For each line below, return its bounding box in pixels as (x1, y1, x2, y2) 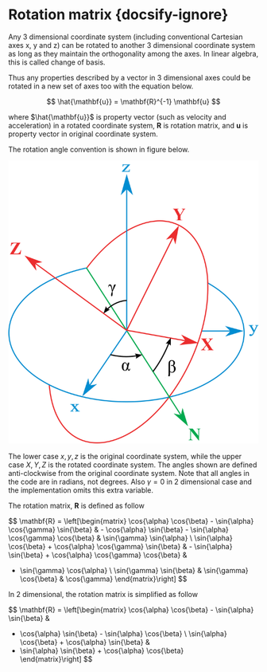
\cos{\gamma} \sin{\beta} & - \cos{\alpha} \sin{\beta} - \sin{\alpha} (8, 525, 229, 534)
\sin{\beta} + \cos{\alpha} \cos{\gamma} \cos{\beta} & (8, 550, 188, 560)
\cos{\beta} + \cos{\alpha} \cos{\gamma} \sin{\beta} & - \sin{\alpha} (8, 541, 233, 551)
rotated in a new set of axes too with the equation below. (8, 81, 194, 91)
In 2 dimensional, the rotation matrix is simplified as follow (8, 589, 199, 599)
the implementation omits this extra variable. (8, 485, 153, 495)
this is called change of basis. (8, 57, 106, 67)
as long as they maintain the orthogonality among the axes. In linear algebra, (8, 49, 259, 58)
